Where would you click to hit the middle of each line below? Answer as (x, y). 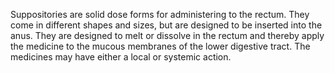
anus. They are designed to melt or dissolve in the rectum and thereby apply (167, 35)
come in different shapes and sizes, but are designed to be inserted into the (166, 25)
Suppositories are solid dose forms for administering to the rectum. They (160, 14)
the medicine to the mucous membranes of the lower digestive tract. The (160, 46)
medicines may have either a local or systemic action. (121, 57)
